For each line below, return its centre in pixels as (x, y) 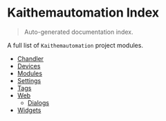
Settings (29, 80)
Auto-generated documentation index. (79, 32)
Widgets (29, 110)
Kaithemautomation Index (83, 13)
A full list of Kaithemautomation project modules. (75, 45)
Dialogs (38, 102)
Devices (29, 66)
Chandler (30, 58)
